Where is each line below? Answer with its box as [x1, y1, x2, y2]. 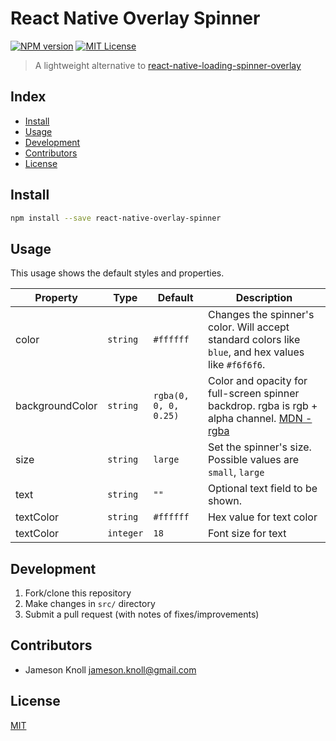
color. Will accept [207, 320, 290, 334]
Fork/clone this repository [24, 587, 132, 599]
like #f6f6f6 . [207, 358, 266, 372]
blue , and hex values [207, 345, 305, 359]
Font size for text [207, 527, 287, 541]
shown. [207, 494, 243, 508]
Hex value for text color [207, 510, 318, 524]
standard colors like [207, 333, 301, 347]
